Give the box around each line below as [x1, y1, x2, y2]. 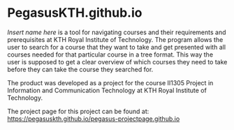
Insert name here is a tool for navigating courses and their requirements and [7, 28, 226, 36]
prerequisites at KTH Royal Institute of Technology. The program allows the [7, 35, 224, 43]
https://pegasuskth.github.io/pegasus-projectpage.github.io [7, 114, 180, 123]
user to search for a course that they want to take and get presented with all [7, 43, 226, 51]
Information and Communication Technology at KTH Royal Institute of [7, 86, 207, 94]
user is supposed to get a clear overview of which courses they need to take [7, 57, 228, 66]
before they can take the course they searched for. [7, 65, 154, 73]
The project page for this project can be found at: [7, 107, 149, 115]
